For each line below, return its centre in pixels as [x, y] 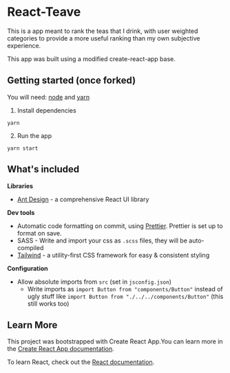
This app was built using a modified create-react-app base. [91, 58]
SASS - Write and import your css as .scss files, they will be [102, 240]
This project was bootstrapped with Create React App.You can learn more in [115, 341]
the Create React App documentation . [61, 349]
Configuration [28, 268]
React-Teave [44, 12]
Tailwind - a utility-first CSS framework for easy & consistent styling [113, 255]
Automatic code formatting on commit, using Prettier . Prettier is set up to [120, 226]
